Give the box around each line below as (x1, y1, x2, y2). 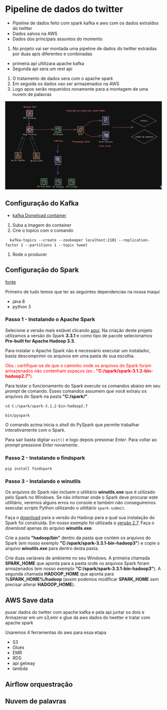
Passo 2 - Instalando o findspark (5, 454, 85, 461)
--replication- (118, 238, 150, 243)
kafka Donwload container (12, 212, 67, 218)
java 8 (12, 298, 25, 304)
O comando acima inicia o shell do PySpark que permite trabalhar (5, 422, 140, 427)
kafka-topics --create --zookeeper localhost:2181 (9, 238, 117, 243)
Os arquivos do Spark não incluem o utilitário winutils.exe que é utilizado (5, 489, 156, 495)
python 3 (12, 303, 31, 309)
